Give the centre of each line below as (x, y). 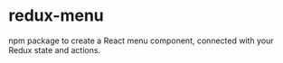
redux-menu (57, 16)
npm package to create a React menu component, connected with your (141, 40)
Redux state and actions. (55, 49)
